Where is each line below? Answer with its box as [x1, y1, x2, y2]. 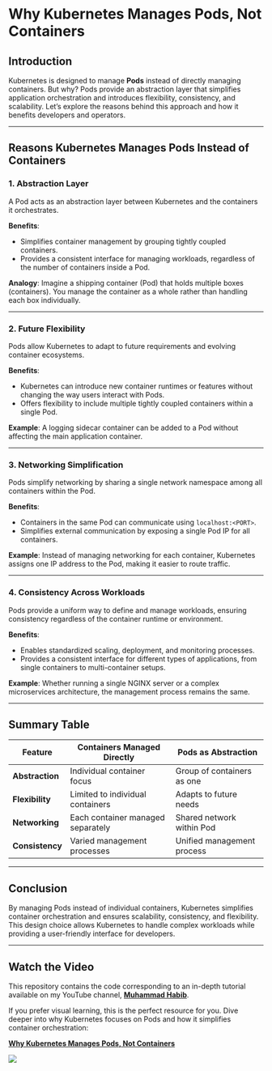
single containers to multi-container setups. [19, 662, 166, 672]
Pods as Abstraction [177, 746, 257, 758]
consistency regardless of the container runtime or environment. [8, 614, 223, 623]
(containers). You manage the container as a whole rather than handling [8, 287, 249, 296]
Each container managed [70, 812, 166, 823]
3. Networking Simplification [8, 459, 124, 470]
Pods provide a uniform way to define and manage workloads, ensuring [8, 605, 247, 615]
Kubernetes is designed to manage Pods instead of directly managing [8, 76, 241, 85]
